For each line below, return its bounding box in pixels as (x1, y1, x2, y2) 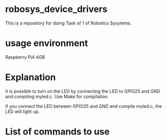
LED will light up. (5, 108, 40, 114)
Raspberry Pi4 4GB (5, 54, 45, 60)
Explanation (5, 71, 56, 83)
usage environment (5, 37, 88, 49)
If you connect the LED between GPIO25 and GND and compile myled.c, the (5, 103, 162, 109)
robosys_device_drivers (5, 3, 108, 15)
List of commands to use (5, 126, 110, 137)
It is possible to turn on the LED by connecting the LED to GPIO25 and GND (5, 88, 160, 94)
